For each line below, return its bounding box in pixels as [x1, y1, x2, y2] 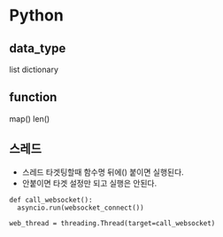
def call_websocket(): [9, 195, 93, 204]
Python [9, 5, 64, 26]
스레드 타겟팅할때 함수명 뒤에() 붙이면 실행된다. [21, 166, 184, 178]
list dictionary [9, 64, 59, 75]
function [9, 90, 58, 105]
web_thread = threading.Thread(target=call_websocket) [9, 218, 216, 227]
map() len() [9, 113, 50, 124]
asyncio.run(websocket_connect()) [17, 203, 144, 212]
